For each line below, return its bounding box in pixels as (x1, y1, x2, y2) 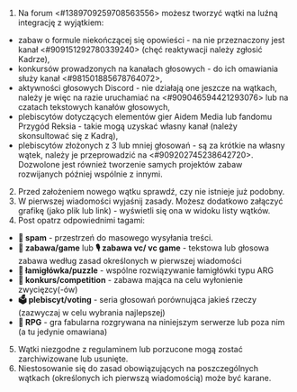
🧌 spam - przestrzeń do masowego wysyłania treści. (17, 232, 213, 242)
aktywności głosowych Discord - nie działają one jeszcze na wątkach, (17, 83, 277, 93)
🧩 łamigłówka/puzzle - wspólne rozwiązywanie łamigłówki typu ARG (17, 265, 274, 276)
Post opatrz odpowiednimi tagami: (17, 215, 146, 225)
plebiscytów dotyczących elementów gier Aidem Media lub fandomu (17, 112, 273, 122)
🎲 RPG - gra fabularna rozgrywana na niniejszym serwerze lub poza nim (17, 317, 285, 327)
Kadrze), (17, 54, 50, 64)
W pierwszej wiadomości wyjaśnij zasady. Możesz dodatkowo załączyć (17, 196, 283, 206)
